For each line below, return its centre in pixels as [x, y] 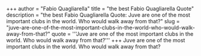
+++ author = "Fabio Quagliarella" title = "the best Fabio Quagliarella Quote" [100, 9]
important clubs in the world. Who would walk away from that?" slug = [93, 21]
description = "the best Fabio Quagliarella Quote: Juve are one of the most [98, 15]
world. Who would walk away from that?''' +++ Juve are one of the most [96, 40]
